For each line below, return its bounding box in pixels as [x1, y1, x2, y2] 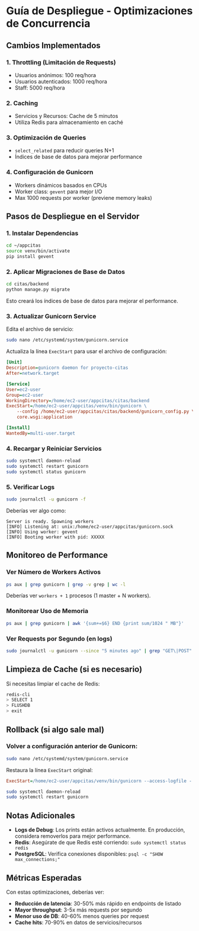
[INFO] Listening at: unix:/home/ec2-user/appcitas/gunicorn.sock [6, 524, 174, 530]
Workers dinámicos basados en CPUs [14, 181, 107, 189]
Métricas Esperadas [6, 873, 82, 883]
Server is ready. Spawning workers [6, 518, 94, 524]
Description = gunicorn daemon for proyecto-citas [6, 365, 129, 371]
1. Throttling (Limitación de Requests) [6, 58, 117, 66]
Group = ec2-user [6, 392, 44, 398]
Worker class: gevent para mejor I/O [14, 188, 102, 195]
